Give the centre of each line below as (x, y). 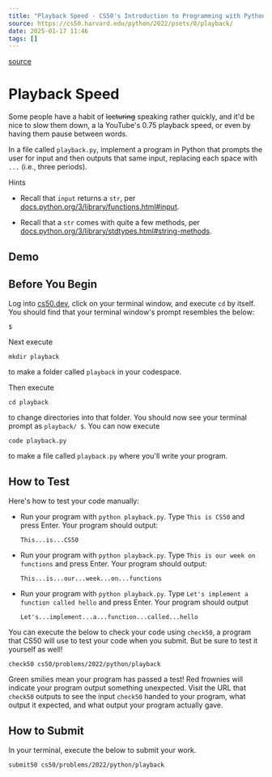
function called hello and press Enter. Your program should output (134, 602)
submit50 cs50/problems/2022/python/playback (86, 765)
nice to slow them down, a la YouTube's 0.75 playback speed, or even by (130, 126)
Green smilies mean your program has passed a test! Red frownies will (126, 679)
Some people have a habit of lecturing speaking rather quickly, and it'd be (132, 117)
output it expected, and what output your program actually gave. (116, 705)
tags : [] (23, 38)
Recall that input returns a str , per (78, 199)
